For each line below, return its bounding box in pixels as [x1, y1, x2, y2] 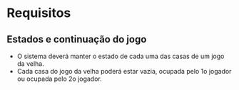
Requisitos [6, 5, 71, 21]
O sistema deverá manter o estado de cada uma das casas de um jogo [16, 52, 225, 60]
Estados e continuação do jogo [6, 33, 147, 45]
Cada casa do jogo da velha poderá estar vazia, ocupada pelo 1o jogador [16, 67, 232, 75]
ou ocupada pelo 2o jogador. [16, 74, 102, 83]
